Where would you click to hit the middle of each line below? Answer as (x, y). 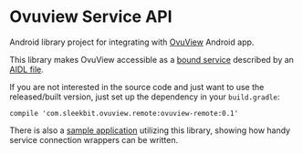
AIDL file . (26, 69)
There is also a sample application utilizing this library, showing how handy (150, 130)
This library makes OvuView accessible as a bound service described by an (152, 59)
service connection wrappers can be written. (94, 139)
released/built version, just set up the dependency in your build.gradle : (145, 97)
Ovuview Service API (91, 17)
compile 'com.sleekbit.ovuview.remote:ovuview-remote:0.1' (124, 113)
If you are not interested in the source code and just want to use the (137, 87)
